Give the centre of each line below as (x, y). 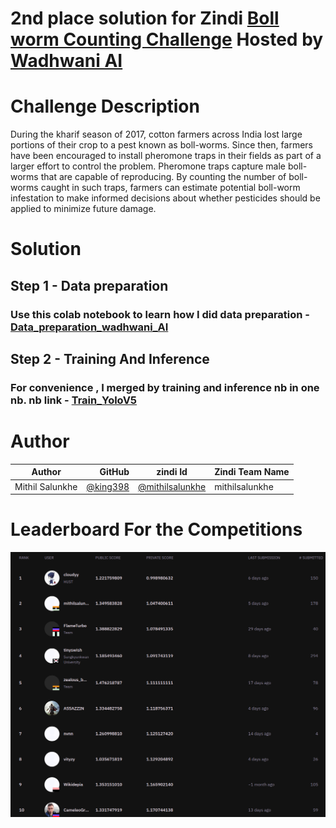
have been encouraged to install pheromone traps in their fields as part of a (166, 156)
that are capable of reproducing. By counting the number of (163, 177)
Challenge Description (105, 106)
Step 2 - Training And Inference (110, 359)
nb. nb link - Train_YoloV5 (74, 400)
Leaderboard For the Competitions (156, 529)
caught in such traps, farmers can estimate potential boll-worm (170, 188)
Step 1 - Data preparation (89, 285)
